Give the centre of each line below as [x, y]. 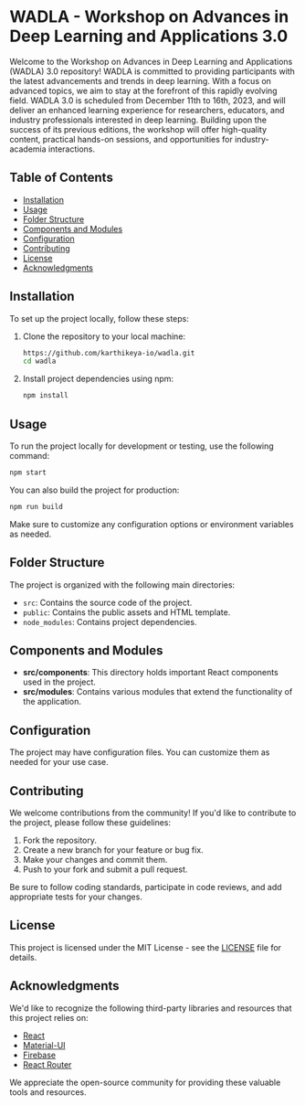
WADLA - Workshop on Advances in [149, 17]
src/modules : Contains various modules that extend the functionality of [158, 692]
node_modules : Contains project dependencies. [110, 622]
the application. [52, 702]
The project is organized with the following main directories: [122, 584]
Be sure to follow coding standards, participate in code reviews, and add [146, 887]
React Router [47, 1064]
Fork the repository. [60, 840]
